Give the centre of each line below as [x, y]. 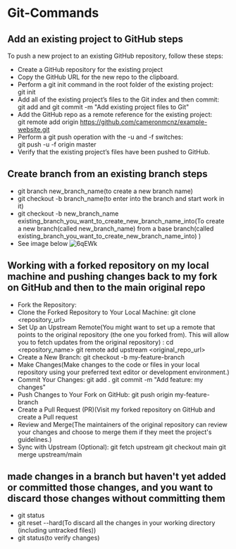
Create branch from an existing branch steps [107, 174]
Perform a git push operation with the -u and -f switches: [100, 137]
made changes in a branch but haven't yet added [117, 477]
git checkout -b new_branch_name [68, 214]
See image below [43, 243]
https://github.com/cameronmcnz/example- [144, 122]
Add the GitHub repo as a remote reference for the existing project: [115, 115]
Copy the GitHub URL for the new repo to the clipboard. [98, 77]
